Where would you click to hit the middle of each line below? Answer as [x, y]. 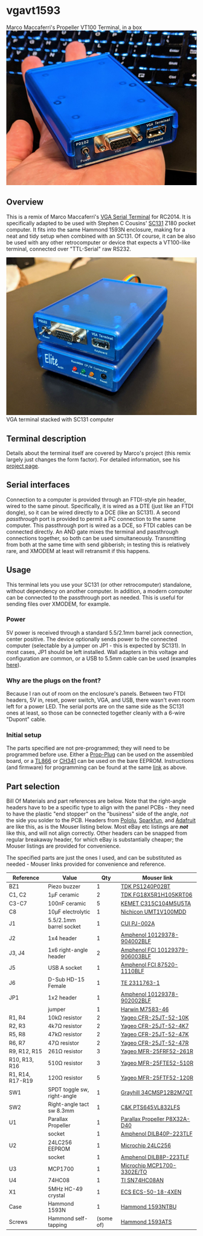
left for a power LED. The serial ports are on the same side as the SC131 [95, 707]
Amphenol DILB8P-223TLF [155, 1157]
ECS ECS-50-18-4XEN [151, 1192]
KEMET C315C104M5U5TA [156, 903]
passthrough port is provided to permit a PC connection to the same [91, 518]
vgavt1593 [34, 11]
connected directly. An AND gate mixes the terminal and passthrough [92, 531]
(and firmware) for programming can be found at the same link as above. [97, 767]
